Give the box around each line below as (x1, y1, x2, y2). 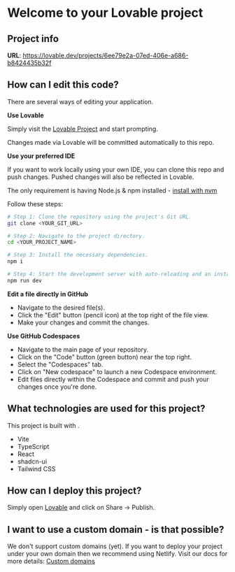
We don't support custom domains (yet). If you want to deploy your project (7, 542, 222, 550)
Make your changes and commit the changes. (17, 318, 150, 327)
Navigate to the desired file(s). (17, 303, 105, 312)
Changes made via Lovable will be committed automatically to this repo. (7, 138, 215, 146)
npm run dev (7, 277, 42, 284)
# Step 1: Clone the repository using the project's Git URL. (7, 213, 192, 220)
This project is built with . (7, 421, 80, 429)
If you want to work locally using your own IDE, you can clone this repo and (7, 165, 225, 173)
